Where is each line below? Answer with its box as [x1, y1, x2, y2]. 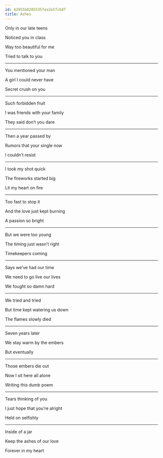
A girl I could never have [5, 76, 54, 83]
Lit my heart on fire [5, 184, 43, 190]
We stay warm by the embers [5, 339, 64, 346]
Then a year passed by [5, 133, 51, 139]
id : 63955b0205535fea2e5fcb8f [5, 7, 66, 12]
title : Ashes [5, 12, 32, 17]
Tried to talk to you [5, 53, 43, 59]
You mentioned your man [5, 67, 55, 73]
